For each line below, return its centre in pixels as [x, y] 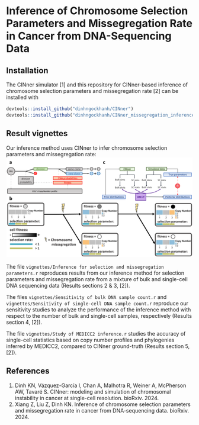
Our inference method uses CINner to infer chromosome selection [87, 148]
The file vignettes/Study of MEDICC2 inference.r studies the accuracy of [96, 333]
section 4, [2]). [24, 322]
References [28, 371]
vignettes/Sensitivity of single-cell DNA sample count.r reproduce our [97, 303]
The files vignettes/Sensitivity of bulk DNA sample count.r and [86, 297]
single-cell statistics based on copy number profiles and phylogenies [90, 340]
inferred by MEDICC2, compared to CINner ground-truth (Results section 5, [98, 346]
